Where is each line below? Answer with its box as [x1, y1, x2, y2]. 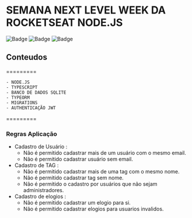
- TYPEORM [6, 94, 30, 100]
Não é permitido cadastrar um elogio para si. [23, 199, 131, 206]
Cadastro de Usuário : [14, 143, 68, 150]
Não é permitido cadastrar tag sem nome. [23, 174, 124, 182]
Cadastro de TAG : [14, 162, 59, 169]
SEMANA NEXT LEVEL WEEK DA [6, 4, 166, 17]
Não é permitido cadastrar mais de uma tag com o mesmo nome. [23, 168, 180, 175]
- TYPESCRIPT [6, 84, 38, 90]
